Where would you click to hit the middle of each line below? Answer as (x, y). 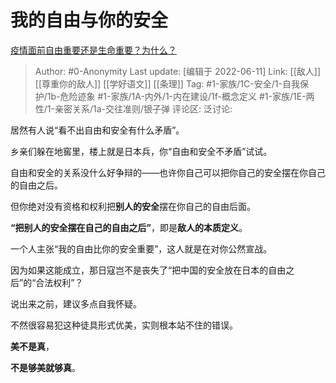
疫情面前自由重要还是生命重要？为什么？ (93, 50)
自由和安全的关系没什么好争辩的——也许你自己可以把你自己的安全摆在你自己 (168, 172)
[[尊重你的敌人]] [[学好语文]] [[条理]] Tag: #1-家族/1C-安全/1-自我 (167, 83)
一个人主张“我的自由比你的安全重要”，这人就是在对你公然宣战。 (141, 248)
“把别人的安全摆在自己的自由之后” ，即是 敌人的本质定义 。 (129, 227)
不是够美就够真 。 (45, 367)
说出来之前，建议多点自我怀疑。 (76, 303)
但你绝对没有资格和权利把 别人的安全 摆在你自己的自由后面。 (133, 206)
